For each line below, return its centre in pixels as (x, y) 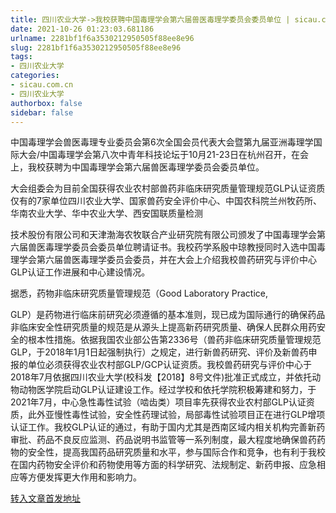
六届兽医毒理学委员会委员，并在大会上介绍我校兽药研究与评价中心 (180, 260)
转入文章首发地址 (45, 498)
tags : (21, 57)
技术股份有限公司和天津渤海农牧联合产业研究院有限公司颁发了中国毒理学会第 (168, 235)
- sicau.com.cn (42, 85)
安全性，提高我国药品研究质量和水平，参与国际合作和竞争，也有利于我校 (176, 452)
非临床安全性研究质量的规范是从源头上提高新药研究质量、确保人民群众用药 (163, 327)
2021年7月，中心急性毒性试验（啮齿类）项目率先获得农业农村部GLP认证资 (162, 402)
